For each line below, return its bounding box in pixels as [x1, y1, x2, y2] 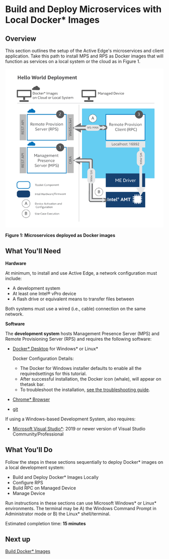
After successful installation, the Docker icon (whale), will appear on [20, 376, 161, 382]
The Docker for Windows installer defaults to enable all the [20, 365, 142, 371]
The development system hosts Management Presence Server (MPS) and [5, 330, 159, 336]
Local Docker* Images [5, 14, 100, 26]
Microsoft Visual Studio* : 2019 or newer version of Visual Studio [12, 425, 146, 431]
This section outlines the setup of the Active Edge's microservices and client [5, 48, 164, 53]
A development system [12, 285, 60, 291]
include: [5, 275, 22, 281]
